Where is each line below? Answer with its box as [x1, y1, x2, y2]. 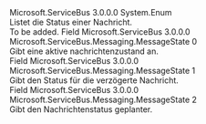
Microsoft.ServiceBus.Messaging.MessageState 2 [9, 94, 198, 105]
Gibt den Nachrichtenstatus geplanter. [9, 104, 153, 115]
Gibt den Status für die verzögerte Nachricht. [9, 75, 180, 86]
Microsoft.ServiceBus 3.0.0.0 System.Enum [9, 7, 172, 17]
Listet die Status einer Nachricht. [9, 16, 133, 27]
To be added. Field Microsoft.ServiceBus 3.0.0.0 [9, 26, 191, 37]
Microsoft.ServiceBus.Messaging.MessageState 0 [9, 36, 198, 46]
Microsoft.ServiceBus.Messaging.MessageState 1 [9, 66, 196, 76]
